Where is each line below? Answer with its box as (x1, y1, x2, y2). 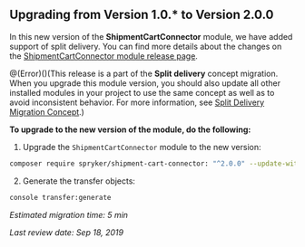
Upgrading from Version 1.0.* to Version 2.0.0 (9, 7, 274, 23)
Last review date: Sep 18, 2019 (9, 226, 124, 238)
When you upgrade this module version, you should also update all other (9, 77, 281, 89)
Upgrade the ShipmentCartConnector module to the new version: (22, 141, 261, 152)
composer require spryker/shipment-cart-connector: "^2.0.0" (9, 158, 246, 168)
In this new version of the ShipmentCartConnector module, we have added (9, 31, 293, 42)
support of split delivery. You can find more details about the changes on (9, 41, 282, 52)
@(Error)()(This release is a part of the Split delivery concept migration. (9, 68, 279, 79)
